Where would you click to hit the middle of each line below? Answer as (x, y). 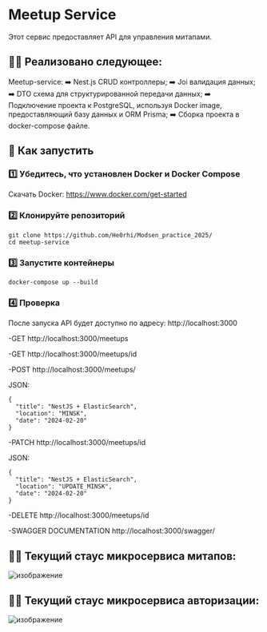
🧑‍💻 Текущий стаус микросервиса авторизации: (134, 600)
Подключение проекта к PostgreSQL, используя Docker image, (115, 105)
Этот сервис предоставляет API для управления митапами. (110, 37)
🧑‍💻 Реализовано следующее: (85, 62)
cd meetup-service (39, 242)
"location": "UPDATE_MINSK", (64, 487)
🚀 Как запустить (51, 151)
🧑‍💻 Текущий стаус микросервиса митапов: (122, 556)
